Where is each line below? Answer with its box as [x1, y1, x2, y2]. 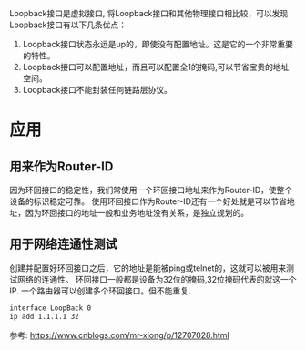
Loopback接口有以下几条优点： [9, 19, 127, 30]
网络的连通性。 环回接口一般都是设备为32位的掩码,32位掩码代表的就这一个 [16, 273, 297, 284]
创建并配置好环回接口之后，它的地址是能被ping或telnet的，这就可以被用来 [9, 262, 287, 273]
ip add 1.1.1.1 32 [9, 312, 79, 321]
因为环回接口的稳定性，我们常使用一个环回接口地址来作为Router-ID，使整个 [9, 185, 293, 195]
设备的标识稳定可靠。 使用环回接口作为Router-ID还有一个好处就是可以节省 [9, 196, 288, 207]
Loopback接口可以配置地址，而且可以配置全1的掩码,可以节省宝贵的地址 [22, 62, 290, 72]
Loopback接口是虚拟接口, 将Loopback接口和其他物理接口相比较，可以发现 [9, 8, 289, 18]
